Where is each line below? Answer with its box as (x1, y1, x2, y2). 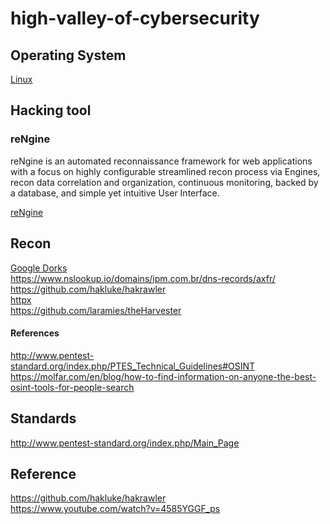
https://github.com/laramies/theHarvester (10, 304, 182, 316)
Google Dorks (10, 262, 68, 274)
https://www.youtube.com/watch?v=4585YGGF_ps (10, 503, 221, 515)
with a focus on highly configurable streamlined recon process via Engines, (10, 165, 321, 177)
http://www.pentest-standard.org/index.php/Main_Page (10, 437, 240, 449)
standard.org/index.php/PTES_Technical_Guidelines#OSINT (10, 360, 256, 372)
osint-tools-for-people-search (10, 381, 135, 393)
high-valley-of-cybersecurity (10, 7, 260, 30)
